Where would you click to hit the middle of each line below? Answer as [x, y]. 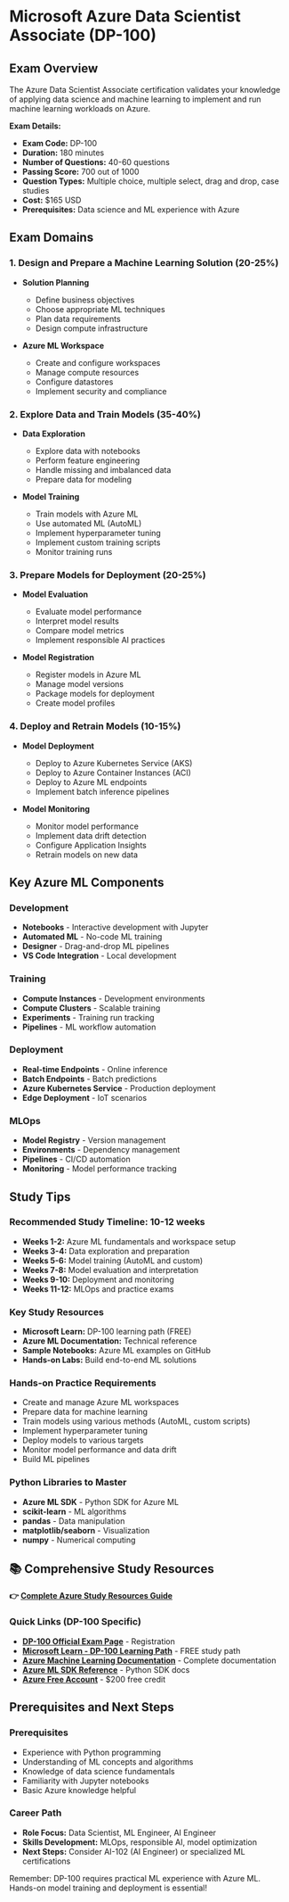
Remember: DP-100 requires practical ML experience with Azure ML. [135, 1878]
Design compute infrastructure [92, 328]
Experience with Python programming [92, 1752]
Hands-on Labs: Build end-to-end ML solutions [109, 1360]
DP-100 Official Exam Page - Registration [99, 1641]
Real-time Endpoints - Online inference [95, 1069]
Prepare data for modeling [83, 479]
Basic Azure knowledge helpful [79, 1790]
